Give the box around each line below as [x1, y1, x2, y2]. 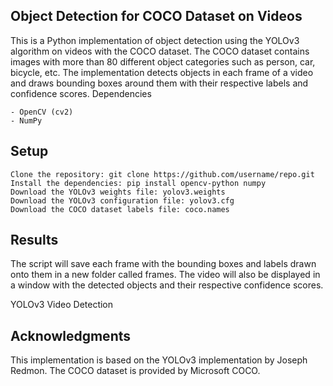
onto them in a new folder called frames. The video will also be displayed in [10, 269, 321, 281]
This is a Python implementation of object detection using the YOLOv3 [10, 34, 300, 46]
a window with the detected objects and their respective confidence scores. [10, 279, 324, 291]
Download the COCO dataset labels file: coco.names [10, 204, 230, 214]
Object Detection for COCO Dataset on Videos [10, 8, 303, 25]
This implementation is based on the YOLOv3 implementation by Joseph [10, 354, 308, 366]
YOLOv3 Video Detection [10, 299, 114, 311]
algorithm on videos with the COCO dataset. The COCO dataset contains [10, 45, 310, 57]
